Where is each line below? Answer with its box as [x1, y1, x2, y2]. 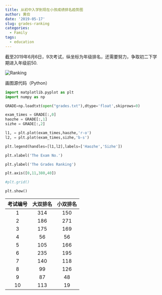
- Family [9, 30, 28, 35]
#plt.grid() [5, 180, 30, 185]
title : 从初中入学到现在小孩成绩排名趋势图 [5, 7, 83, 12]
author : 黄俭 [5, 12, 31, 17]
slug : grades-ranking [5, 21, 50, 26]
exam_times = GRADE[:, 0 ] [5, 112, 56, 117]
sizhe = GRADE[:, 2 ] [5, 122, 45, 127]
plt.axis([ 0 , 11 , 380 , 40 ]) [5, 171, 56, 176]
